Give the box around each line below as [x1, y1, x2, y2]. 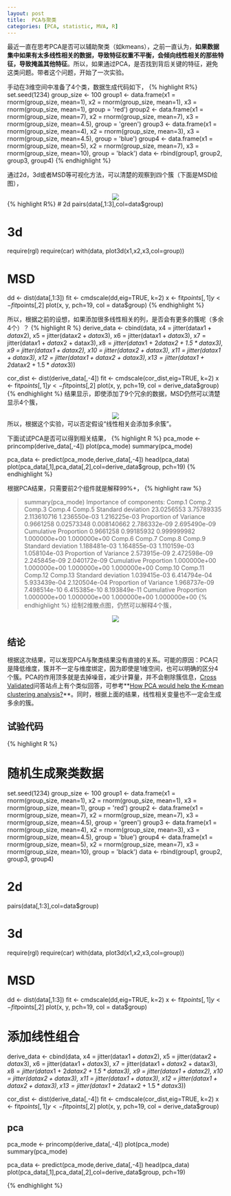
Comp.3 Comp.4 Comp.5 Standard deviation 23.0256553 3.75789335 [23, 505, 222, 513]
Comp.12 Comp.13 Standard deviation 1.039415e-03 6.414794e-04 [23, 571, 212, 579]
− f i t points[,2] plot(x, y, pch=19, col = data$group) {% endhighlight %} [7, 301, 205, 310]
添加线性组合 [7, 1029, 80, 1045]
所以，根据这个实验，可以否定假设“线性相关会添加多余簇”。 [7, 420, 175, 428]
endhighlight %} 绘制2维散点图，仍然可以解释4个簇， [23, 601, 175, 610]
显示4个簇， [7, 398, 42, 407]
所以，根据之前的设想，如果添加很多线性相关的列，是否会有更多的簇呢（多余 [7, 315, 224, 323]
